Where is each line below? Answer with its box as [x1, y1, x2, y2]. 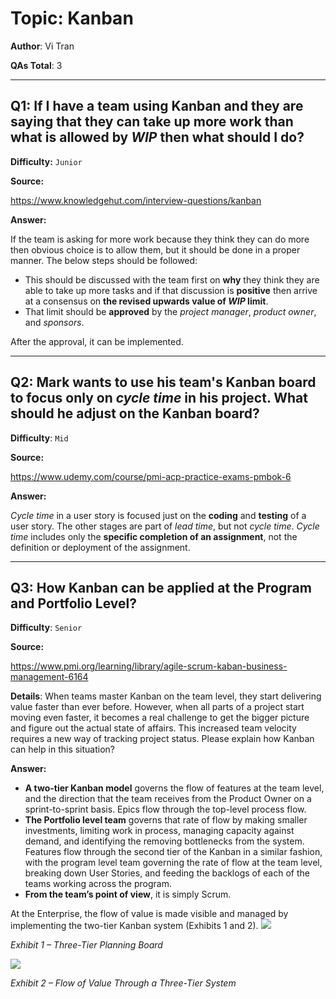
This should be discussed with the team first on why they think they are [24, 273, 320, 286]
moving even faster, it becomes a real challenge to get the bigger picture [10, 712, 310, 724]
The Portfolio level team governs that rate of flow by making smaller [24, 814, 308, 826]
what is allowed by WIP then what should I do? [10, 129, 305, 146]
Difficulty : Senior [10, 622, 83, 634]
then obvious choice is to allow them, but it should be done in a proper [10, 243, 301, 256]
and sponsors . [24, 316, 85, 328]
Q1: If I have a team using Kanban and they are [10, 98, 304, 115]
